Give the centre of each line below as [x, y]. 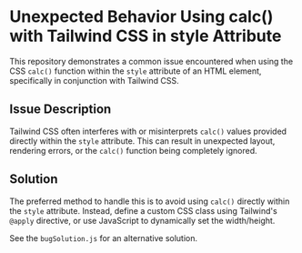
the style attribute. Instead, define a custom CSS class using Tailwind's [143, 210]
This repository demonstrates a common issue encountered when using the [151, 61]
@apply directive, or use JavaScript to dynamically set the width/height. [142, 220]
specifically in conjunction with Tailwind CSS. [94, 80]
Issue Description [60, 110]
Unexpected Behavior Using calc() [141, 17]
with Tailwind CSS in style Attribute [146, 36]
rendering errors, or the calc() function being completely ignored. [133, 150]
